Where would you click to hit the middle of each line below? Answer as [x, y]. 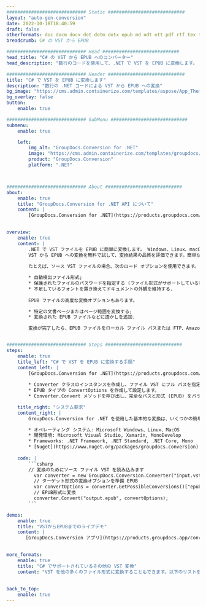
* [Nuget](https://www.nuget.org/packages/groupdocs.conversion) [114, 447]
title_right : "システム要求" [52, 407]
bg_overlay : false [30, 97]
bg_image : [19, 92]
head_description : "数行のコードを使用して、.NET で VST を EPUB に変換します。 [102, 63]
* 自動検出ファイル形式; [55, 278]
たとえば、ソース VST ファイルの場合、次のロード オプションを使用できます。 [114, 267]
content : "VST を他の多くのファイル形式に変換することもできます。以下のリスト [107, 572]
